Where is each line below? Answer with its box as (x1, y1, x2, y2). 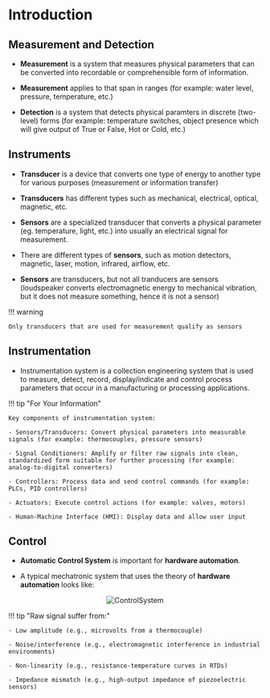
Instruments (8, 147, 72, 162)
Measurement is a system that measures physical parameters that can (19, 59, 255, 68)
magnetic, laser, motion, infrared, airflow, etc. (19, 258, 170, 268)
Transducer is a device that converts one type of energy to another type (19, 169, 261, 179)
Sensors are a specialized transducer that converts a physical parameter (19, 217, 262, 227)
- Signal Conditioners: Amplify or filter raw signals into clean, (8, 449, 239, 457)
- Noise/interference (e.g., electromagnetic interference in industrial (8, 641, 261, 649)
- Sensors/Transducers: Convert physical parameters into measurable (8, 428, 247, 436)
